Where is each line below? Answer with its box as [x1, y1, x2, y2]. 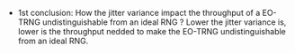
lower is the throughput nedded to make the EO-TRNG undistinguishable [17, 26, 286, 36]
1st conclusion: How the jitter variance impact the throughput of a [17, 8, 261, 18]
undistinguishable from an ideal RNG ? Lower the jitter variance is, [41, 17, 287, 27]
